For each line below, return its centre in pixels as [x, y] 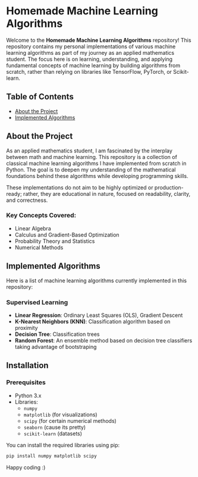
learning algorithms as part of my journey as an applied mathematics [90, 52]
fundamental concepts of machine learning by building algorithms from [93, 65]
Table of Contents [40, 97]
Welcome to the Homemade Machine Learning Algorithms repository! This [99, 40]
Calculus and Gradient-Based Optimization [67, 235]
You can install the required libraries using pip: [63, 445]
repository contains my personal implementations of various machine [91, 46]
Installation [27, 365]
